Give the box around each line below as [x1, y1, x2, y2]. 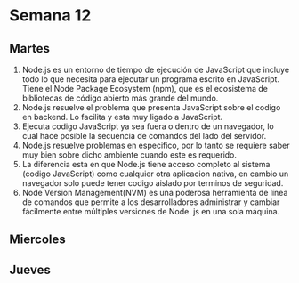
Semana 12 [9, 5, 92, 26]
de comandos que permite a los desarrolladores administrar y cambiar [21, 197, 280, 207]
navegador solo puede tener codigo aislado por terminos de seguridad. [21, 178, 284, 188]
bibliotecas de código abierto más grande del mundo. [21, 93, 219, 103]
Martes [9, 41, 51, 56]
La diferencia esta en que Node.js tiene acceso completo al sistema [21, 159, 271, 169]
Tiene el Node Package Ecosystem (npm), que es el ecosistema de [21, 84, 269, 93]
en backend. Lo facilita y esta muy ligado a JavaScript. [21, 112, 223, 122]
